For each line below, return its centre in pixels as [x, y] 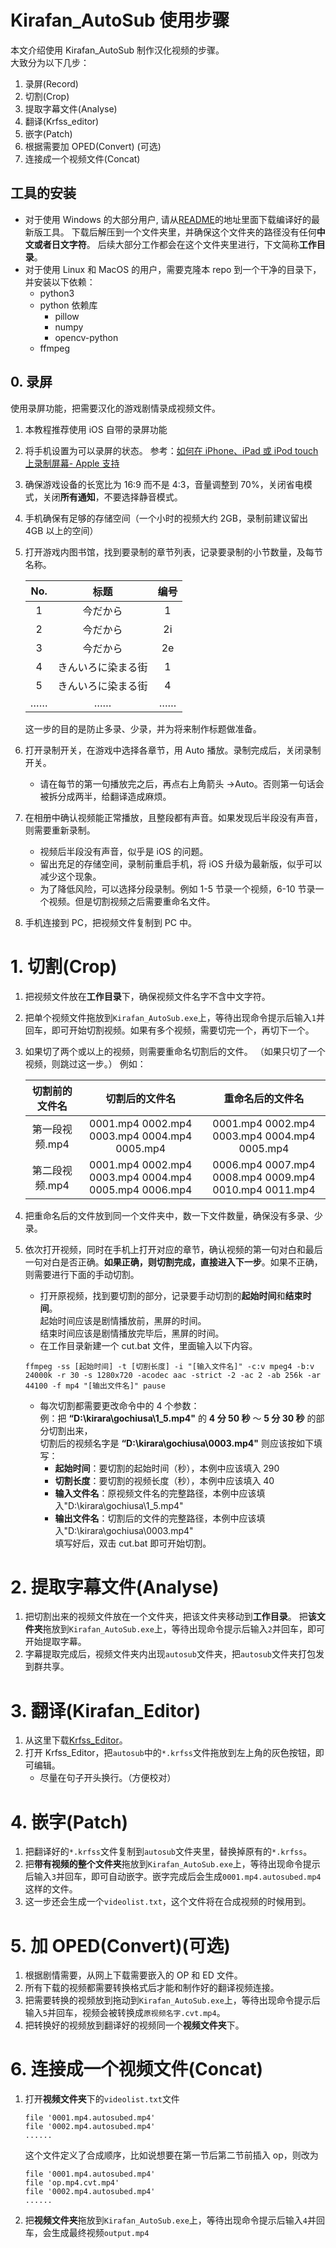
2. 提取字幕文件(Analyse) [115, 1587]
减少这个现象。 [70, 876]
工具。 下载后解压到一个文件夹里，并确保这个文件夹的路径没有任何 [179, 232]
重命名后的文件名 [264, 1098]
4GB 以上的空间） [61, 530]
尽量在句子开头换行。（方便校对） [108, 1778]
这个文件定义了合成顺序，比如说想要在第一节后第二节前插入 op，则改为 [171, 2155]
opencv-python [86, 337]
